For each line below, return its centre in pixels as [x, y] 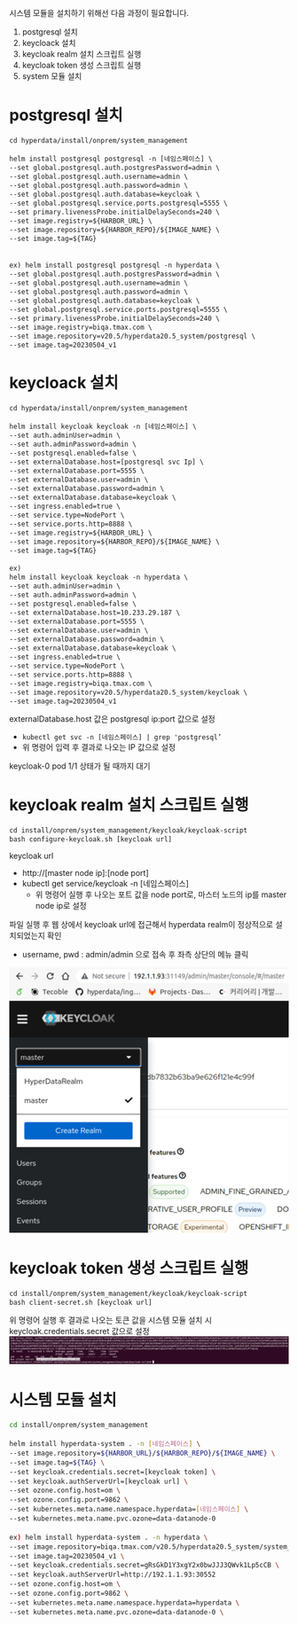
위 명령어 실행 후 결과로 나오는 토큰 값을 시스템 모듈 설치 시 [111, 1320]
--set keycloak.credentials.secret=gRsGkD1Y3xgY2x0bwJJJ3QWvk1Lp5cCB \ [144, 1566]
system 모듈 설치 [52, 76]
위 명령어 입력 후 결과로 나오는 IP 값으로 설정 [98, 746]
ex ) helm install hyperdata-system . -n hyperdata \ [109, 1537]
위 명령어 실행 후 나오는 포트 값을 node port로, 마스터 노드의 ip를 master [161, 895]
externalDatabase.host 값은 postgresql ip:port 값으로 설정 [112, 719]
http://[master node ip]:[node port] [85, 872]
